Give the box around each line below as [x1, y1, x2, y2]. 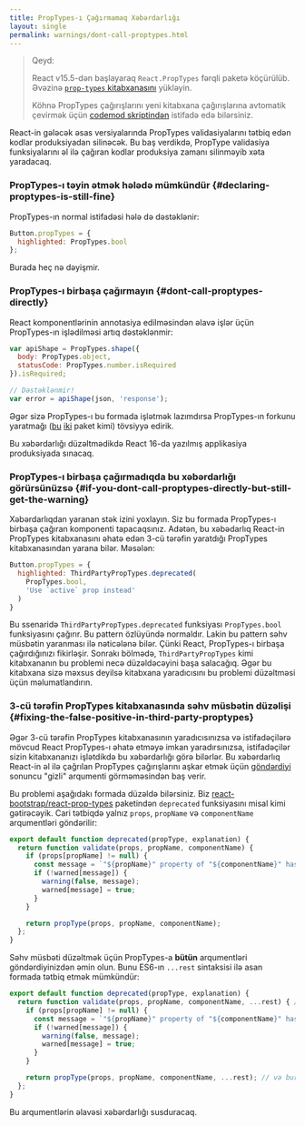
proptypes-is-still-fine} [9, 190, 115, 203]
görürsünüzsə [9, 481, 74, 494]
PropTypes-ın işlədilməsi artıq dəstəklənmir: [9, 327, 173, 337]
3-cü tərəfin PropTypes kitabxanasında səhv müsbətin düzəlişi [9, 699, 292, 712]
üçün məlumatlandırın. [9, 677, 93, 688]
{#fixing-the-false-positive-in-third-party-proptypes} [9, 711, 254, 724]
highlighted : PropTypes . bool [17, 237, 128, 246]
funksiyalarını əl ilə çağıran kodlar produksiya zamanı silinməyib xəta [9, 146, 265, 157]
